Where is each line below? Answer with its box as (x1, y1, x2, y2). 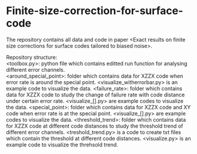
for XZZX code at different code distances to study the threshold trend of (6, 122, 183, 129)
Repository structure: (6, 53, 58, 61)
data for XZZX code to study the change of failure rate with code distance (6, 91, 185, 98)
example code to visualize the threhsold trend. (6, 141, 119, 148)
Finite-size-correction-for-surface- (6, 4, 183, 18)
